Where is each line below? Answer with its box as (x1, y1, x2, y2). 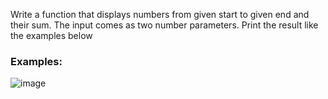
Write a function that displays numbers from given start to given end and (10, 9, 310, 20)
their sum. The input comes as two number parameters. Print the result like (10, 19, 319, 31)
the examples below (10, 30, 93, 41)
